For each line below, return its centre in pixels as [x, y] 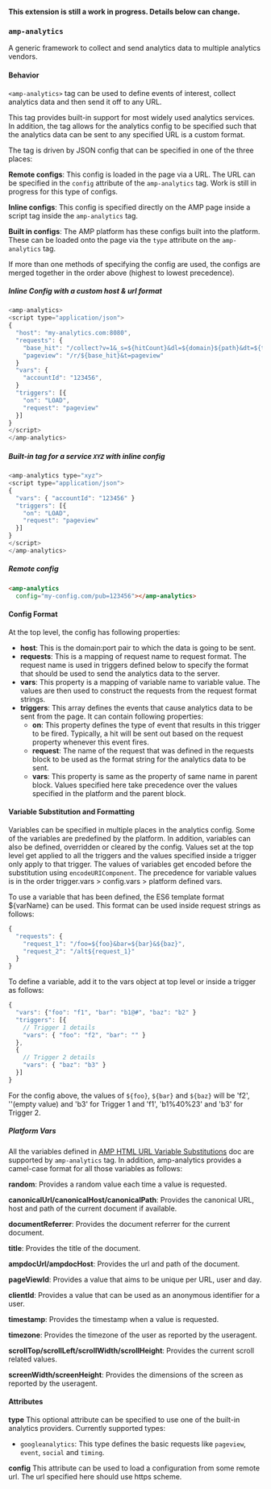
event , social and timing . [62, 1452]
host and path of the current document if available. [93, 1208]
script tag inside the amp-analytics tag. [73, 215]
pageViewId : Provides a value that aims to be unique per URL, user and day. [135, 1279]
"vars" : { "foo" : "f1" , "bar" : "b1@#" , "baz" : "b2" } [106, 1013]
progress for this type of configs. [63, 191]
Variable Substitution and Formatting [72, 812]
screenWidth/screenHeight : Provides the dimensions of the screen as [126, 1374]
